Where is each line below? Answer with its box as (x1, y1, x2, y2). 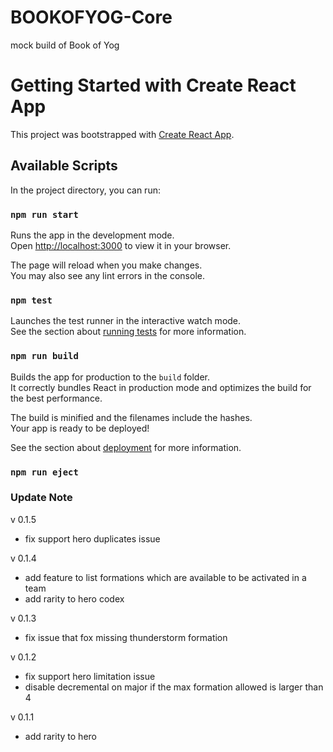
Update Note (10, 491, 73, 505)
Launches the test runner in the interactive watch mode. (10, 315, 242, 327)
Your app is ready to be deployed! (10, 422, 150, 434)
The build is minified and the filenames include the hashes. (10, 411, 253, 423)
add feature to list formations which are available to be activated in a (24, 571, 307, 583)
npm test (10, 294, 53, 306)
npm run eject (10, 466, 79, 478)
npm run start (10, 209, 79, 220)
